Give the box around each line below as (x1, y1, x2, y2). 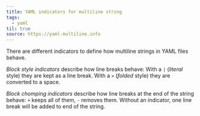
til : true (6, 25, 31, 32)
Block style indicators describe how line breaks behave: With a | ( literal (6, 66, 183, 73)
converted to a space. (6, 79, 61, 86)
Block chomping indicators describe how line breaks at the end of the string (6, 90, 194, 97)
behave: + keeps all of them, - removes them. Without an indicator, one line (6, 97, 192, 104)
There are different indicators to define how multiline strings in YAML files (6, 47, 189, 55)
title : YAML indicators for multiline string (6, 8, 122, 15)
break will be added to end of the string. (6, 103, 106, 110)
